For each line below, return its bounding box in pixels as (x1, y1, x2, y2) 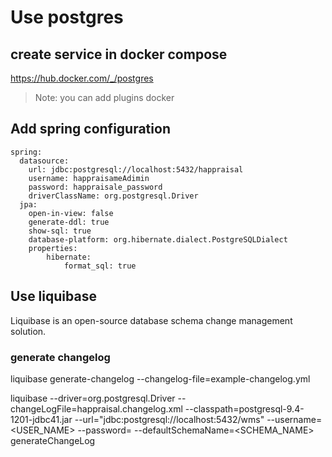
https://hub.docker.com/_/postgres (10, 72, 154, 84)
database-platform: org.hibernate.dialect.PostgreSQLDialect (28, 234, 288, 245)
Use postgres (10, 6, 124, 29)
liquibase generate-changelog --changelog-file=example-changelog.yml (10, 372, 311, 385)
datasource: (19, 156, 70, 166)
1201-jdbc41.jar (10, 413, 73, 425)
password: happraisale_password (28, 182, 163, 192)
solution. (10, 325, 47, 337)
